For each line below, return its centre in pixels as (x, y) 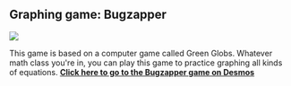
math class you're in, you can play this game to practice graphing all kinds (146, 63)
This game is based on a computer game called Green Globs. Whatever (141, 53)
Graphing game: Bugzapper (88, 15)
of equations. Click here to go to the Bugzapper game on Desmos (132, 72)
